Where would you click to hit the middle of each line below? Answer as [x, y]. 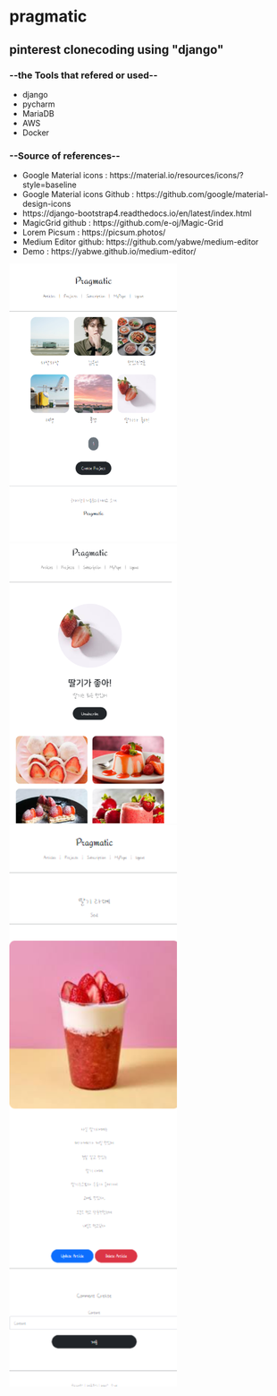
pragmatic [48, 17]
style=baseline [50, 185]
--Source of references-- [65, 156]
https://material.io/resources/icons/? [176, 176]
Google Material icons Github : [78, 194]
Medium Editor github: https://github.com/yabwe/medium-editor [140, 242]
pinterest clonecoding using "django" [117, 50]
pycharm [38, 104]
